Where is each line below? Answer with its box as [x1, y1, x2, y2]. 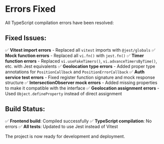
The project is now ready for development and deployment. [5, 133, 125, 139]
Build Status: [5, 105, 45, 114]
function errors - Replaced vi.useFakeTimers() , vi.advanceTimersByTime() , [5, 58, 157, 64]
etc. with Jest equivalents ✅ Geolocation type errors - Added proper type [5, 63, 156, 69]
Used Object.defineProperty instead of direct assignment [5, 90, 122, 96]
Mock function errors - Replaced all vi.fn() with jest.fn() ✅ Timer [5, 53, 144, 58]
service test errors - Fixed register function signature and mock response [5, 74, 155, 80]
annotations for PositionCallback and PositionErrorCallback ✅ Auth [5, 69, 145, 75]
